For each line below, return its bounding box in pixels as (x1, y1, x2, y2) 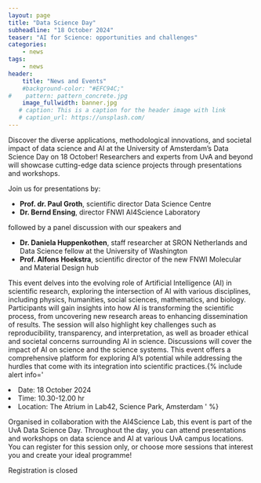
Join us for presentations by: (8, 184, 101, 193)
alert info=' (8, 370, 44, 379)
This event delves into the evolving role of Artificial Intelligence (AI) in (8, 278, 233, 287)
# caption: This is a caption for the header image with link (18, 107, 226, 115)
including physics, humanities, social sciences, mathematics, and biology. (8, 295, 246, 304)
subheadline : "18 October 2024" (8, 26, 114, 34)
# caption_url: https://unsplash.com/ (18, 114, 146, 122)
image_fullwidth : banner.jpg (22, 99, 118, 107)
